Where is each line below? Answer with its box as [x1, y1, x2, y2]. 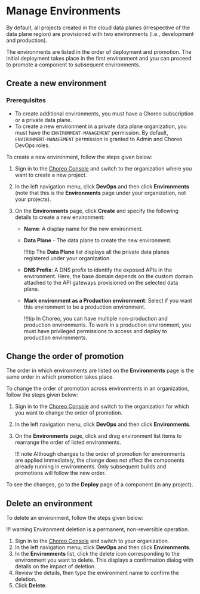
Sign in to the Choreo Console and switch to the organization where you [14, 165, 192, 172]
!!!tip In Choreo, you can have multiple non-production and [23, 315, 168, 322]
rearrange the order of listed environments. [14, 438, 121, 446]
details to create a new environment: [14, 214, 105, 221]
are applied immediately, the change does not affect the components [14, 456, 185, 464]
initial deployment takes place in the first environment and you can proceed [6, 54, 192, 62]
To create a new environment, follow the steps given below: [6, 153, 153, 160]
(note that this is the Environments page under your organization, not [14, 189, 186, 196]
